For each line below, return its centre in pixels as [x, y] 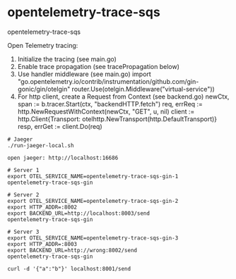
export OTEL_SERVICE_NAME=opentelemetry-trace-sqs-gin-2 [93, 201]
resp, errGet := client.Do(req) [60, 126]
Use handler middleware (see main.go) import [84, 74]
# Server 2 [23, 194]
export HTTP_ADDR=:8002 [42, 207]
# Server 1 [23, 170]
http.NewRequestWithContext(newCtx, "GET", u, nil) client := [106, 111]
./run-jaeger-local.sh [41, 145]
